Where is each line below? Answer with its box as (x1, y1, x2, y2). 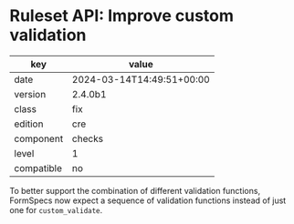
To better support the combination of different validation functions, (9, 185, 261, 196)
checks (71, 132, 103, 145)
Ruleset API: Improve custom (9, 5, 235, 26)
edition (14, 117, 44, 130)
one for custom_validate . (9, 204, 103, 215)
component (14, 132, 64, 145)
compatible (14, 161, 62, 174)
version (14, 87, 47, 100)
